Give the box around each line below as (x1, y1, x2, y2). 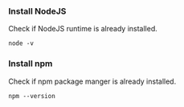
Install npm (8, 58, 53, 69)
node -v (8, 39, 35, 47)
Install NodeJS (8, 6, 67, 17)
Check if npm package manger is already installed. (8, 76, 177, 86)
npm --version (8, 92, 56, 100)
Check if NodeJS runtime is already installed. (8, 24, 158, 34)
